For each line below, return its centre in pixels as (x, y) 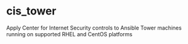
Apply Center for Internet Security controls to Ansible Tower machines (94, 28)
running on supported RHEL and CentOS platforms (69, 34)
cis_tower (31, 11)
